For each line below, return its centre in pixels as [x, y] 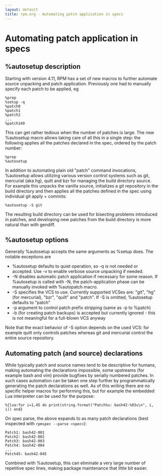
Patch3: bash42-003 [25, 441]
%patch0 [13, 106]
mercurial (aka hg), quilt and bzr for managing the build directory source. [78, 181]
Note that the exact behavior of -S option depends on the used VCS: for [77, 328]
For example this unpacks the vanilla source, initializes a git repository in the [82, 186]
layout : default [21, 10]
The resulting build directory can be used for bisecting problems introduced [81, 214]
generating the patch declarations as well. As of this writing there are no [78, 386]
